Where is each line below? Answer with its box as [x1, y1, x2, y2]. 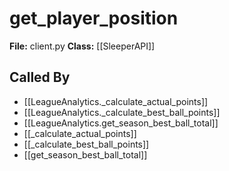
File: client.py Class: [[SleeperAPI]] [9, 40, 156, 52]
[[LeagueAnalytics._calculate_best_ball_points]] [23, 106, 221, 118]
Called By [9, 69, 71, 86]
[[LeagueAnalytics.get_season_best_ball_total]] [23, 117, 219, 129]
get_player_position [9, 7, 179, 30]
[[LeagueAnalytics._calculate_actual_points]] [23, 95, 209, 107]
